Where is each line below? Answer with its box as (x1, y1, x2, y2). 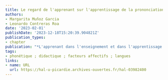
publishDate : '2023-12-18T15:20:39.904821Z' (5, 30, 99, 35)
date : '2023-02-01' (5, 26, 46, 31)
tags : (5, 49, 16, 54)
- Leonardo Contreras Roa (5, 21, 59, 26)
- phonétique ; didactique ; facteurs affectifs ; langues (5, 53, 131, 59)
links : (5, 58, 19, 63)
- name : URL (5, 63, 30, 68)
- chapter (5, 40, 26, 45)
